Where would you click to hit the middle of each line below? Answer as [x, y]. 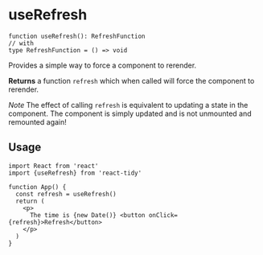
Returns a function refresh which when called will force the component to [131, 80]
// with [21, 43]
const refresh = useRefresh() [66, 194]
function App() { [37, 187]
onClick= [163, 215]
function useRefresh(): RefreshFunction [77, 36]
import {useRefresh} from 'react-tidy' [75, 173]
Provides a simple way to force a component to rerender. [103, 65]
